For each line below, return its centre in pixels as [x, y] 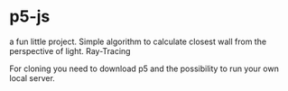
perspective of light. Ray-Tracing [70, 50]
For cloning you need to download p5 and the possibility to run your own [144, 68]
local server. [33, 77]
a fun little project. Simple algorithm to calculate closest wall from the [138, 41]
